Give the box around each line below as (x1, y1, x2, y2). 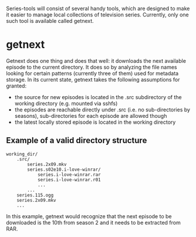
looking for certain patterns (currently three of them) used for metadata (6, 70, 179, 77)
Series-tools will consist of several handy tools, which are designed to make (6, 5, 190, 12)
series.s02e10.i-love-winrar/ (27, 167, 101, 172)
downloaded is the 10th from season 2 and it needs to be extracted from (6, 219, 181, 226)
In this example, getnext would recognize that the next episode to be (6, 212, 172, 219)
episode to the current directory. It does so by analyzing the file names (6, 63, 177, 70)
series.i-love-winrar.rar (37, 171, 101, 178)
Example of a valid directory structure (6, 136, 147, 145)
